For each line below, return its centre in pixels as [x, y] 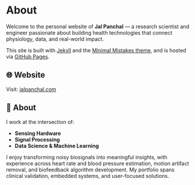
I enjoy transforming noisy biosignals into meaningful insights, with [87, 157]
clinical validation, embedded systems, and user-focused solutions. [88, 176]
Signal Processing [37, 139]
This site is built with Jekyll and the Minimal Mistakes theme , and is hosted [96, 50]
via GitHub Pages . [28, 56]
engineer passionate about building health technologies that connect [89, 32]
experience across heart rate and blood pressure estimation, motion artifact [97, 163]
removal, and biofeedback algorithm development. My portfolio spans [90, 169]
